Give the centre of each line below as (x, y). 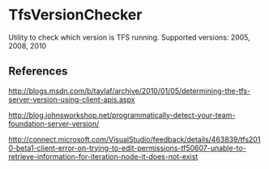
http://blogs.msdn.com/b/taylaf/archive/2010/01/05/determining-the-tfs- (130, 91)
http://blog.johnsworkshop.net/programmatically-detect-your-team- (122, 115)
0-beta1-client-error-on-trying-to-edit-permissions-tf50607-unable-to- (128, 148)
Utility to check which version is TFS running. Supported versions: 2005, (130, 37)
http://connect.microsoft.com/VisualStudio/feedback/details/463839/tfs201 (134, 139)
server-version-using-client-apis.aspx (72, 99)
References (38, 72)
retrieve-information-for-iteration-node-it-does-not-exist (103, 156)
